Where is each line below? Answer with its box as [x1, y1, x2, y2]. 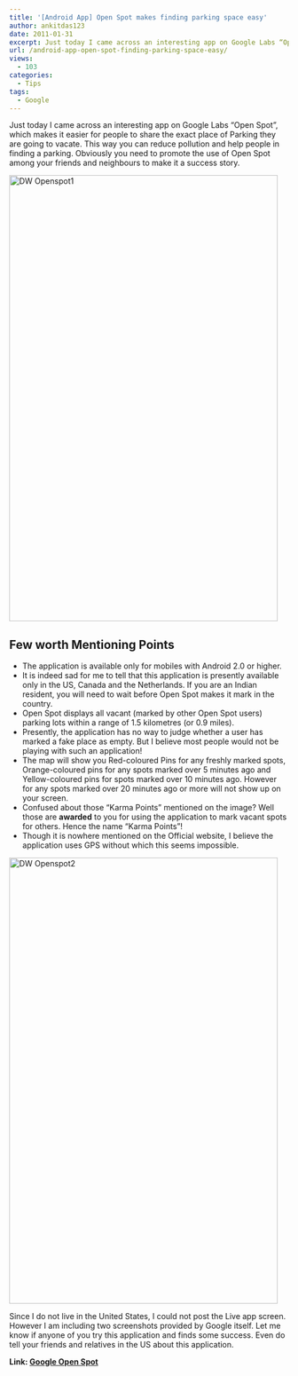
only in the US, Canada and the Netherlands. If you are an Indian [21, 680, 257, 691]
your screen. [21, 793, 69, 803]
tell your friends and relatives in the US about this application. [9, 1340, 234, 1350]
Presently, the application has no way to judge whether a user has [21, 727, 263, 738]
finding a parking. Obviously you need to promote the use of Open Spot [9, 148, 271, 159]
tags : [9, 87, 29, 96]
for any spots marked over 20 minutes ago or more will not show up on [21, 783, 281, 795]
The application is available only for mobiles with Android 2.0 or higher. [21, 660, 282, 671]
